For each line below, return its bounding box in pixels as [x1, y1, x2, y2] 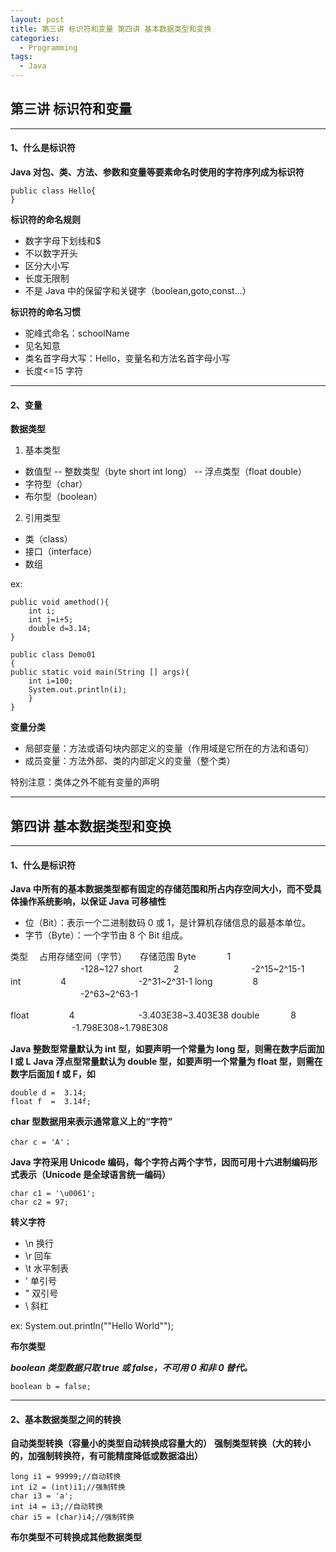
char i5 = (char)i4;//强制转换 [10, 1512, 135, 1523]
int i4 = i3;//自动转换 [10, 1502, 103, 1512]
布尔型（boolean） [24, 491, 103, 503]
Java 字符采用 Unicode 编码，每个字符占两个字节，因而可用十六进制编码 [10, 1156, 310, 1168]
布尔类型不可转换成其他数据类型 [10, 1531, 142, 1543]
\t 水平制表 [24, 1262, 70, 1275]
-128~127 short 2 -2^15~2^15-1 [79, 963, 305, 975]
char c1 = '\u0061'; [10, 1189, 97, 1199]
